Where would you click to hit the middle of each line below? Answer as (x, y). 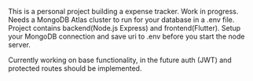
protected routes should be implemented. (75, 68)
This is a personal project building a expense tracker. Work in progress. (123, 11)
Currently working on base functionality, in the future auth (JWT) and (120, 60)
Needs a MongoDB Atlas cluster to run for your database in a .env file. (121, 20)
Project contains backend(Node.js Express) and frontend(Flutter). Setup (125, 28)
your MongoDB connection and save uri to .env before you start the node (126, 36)
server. (20, 45)
